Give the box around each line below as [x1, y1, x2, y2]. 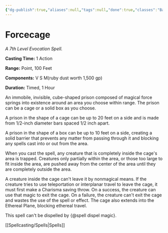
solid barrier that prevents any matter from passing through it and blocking [5, 135, 159, 141]
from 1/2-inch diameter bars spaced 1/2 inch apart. [5, 120, 110, 126]
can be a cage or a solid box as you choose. [5, 105, 96, 111]
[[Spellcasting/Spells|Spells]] [5, 222, 65, 228]
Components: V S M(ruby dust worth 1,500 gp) [5, 75, 102, 81]
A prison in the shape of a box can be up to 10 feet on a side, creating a [5, 130, 152, 136]
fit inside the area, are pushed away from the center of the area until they [5, 161, 156, 167]
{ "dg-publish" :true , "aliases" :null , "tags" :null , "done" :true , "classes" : [5, 7, 157, 13]
